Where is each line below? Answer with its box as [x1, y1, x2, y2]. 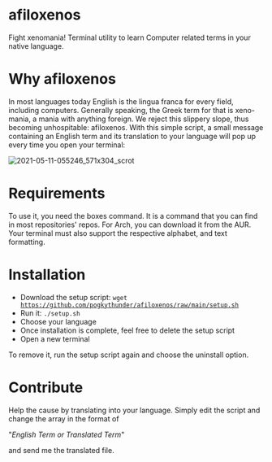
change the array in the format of [8, 413, 119, 424]
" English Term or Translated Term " [8, 429, 125, 439]
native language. [8, 41, 64, 50]
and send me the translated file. [8, 445, 115, 455]
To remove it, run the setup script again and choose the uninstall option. [8, 350, 249, 360]
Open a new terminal [19, 333, 91, 343]
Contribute [8, 378, 84, 396]
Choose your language [19, 316, 97, 326]
